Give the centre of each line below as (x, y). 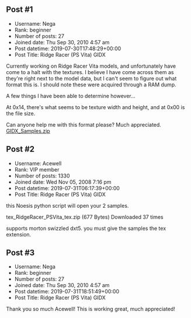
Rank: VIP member (37, 169)
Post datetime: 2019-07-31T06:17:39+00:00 (67, 188)
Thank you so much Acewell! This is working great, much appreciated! (91, 309)
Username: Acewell (38, 163)
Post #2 (20, 149)
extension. (19, 234)
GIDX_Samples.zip (28, 131)
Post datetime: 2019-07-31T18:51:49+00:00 (67, 292)
